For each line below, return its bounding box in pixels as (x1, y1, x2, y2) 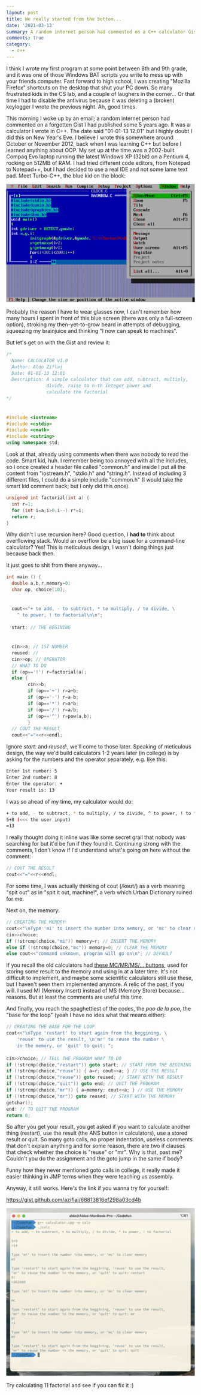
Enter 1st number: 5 (6, 768, 58, 774)
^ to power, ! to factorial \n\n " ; (17, 612, 103, 618)
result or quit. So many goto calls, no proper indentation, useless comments (6, 1136, 193, 1143)
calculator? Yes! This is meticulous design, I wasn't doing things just (6, 543, 174, 551)
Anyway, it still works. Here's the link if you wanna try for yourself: (6, 1184, 169, 1192)
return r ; (11, 513, 36, 520)
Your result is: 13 (6, 787, 55, 793)
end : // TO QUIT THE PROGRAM (6, 1106, 79, 1112)
